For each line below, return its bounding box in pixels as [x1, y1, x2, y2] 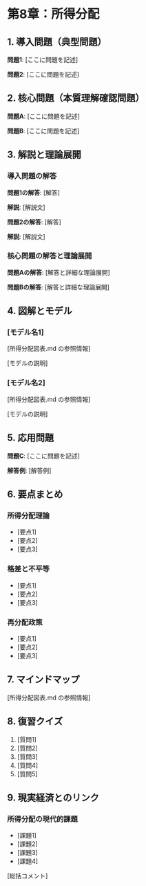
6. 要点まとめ [7, 488, 63, 500]
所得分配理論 [7, 510, 50, 520]
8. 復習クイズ [7, 715, 63, 727]
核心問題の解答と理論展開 [7, 251, 92, 261]
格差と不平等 [7, 564, 50, 574]
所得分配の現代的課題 [7, 814, 78, 824]
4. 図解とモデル [7, 305, 72, 317]
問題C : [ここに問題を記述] [7, 452, 81, 460]
